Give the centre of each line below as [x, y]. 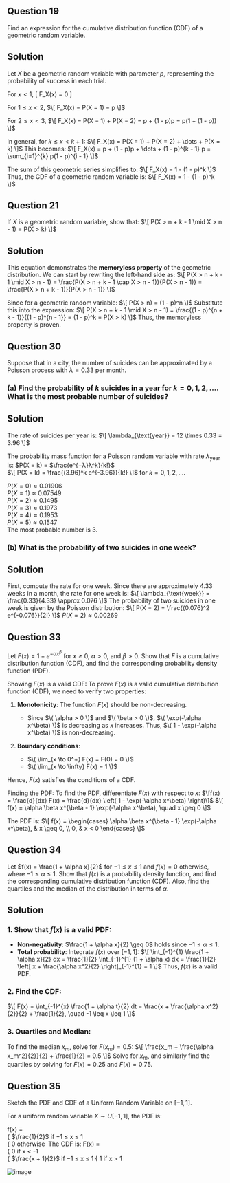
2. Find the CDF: [34, 992]
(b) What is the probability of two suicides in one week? [102, 547]
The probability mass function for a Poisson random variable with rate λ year [114, 457]
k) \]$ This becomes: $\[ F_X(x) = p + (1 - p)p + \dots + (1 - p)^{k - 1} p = [109, 149]
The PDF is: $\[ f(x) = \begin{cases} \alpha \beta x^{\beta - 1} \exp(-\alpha [112, 821]
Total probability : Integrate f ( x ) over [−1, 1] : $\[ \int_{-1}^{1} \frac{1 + [113, 952]
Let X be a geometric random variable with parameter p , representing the [111, 73]
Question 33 [34, 637]
